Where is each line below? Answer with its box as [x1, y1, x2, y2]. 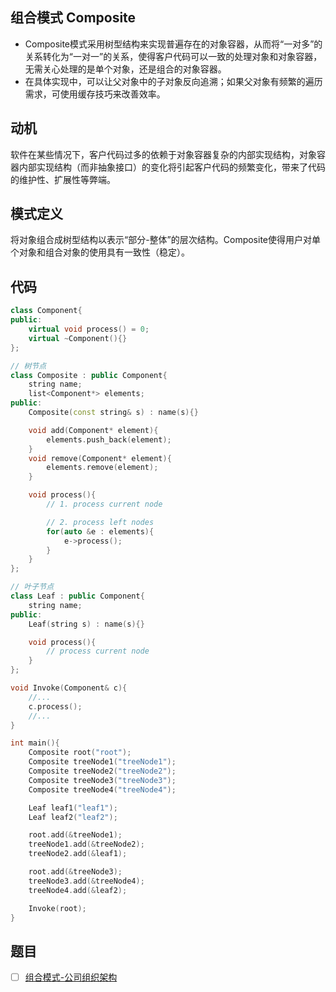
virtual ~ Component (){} [28, 333, 128, 343]
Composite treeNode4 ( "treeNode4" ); [28, 784, 177, 795]
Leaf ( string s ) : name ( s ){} [28, 619, 145, 629]
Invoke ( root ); [28, 903, 87, 913]
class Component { [10, 306, 83, 316]
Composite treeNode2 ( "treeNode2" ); [28, 766, 177, 776]
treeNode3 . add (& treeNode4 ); [28, 876, 145, 886]
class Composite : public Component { [10, 370, 168, 380]
